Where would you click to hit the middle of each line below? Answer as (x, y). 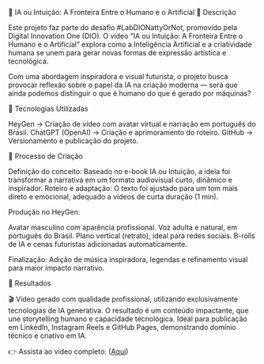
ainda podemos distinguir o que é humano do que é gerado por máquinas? (130, 93)
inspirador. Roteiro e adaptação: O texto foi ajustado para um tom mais (123, 188)
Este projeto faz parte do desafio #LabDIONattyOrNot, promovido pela (123, 27)
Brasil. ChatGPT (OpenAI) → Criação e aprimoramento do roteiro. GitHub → (130, 132)
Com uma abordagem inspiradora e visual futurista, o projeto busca (118, 76)
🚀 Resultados (30, 283)
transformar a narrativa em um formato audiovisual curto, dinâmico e (121, 180)
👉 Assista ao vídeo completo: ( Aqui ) (68, 351)
